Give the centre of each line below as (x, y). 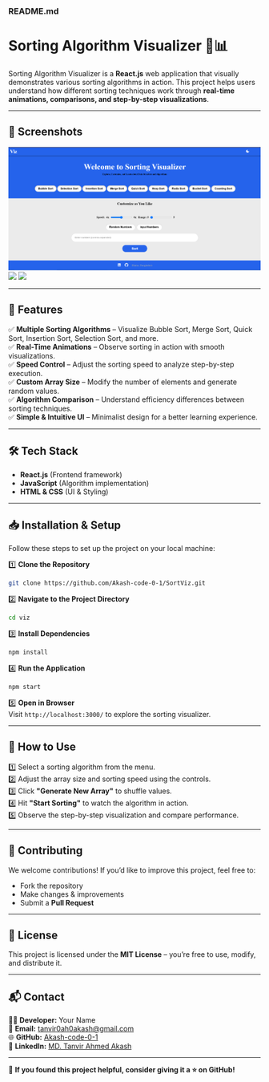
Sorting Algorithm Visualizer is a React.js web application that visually (124, 73)
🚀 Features (36, 310)
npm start (25, 687)
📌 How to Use (42, 747)
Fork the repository (52, 885)
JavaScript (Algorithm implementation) (84, 483)
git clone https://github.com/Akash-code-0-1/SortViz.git (107, 583)
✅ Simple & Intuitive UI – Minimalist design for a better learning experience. (133, 417)
